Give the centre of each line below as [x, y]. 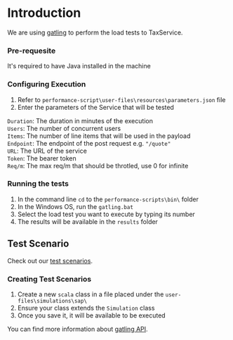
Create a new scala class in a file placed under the [91, 294]
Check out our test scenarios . [50, 260]
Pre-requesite [32, 51]
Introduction [44, 13]
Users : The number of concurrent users [64, 128]
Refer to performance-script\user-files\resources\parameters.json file [121, 99]
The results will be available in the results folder [87, 221]
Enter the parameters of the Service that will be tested [95, 107]
